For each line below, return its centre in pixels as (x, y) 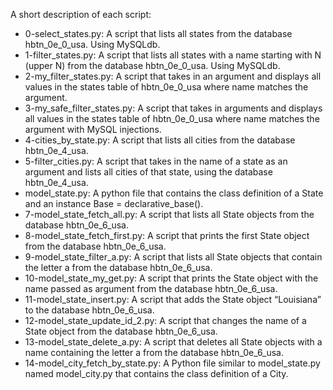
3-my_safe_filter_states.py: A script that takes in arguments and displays (173, 108)
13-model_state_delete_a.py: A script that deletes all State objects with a (173, 342)
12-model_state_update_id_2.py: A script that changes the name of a (165, 320)
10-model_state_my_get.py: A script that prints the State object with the (171, 278)
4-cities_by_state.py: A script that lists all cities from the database (160, 140)
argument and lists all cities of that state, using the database (148, 172)
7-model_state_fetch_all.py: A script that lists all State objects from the (169, 214)
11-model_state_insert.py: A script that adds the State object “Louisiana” (173, 299)
